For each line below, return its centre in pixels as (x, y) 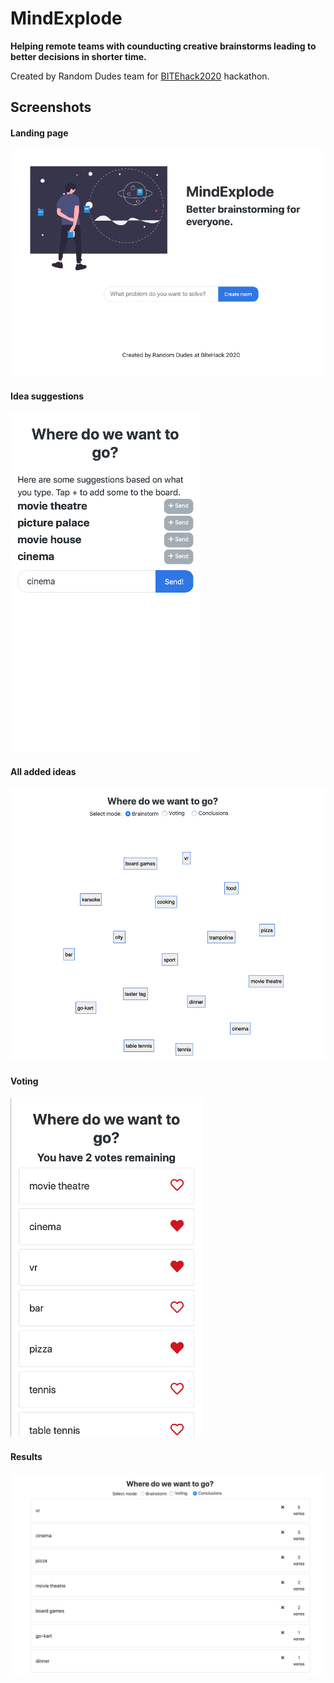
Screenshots (51, 107)
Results (26, 1456)
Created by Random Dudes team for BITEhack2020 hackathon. (140, 76)
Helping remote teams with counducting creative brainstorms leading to (163, 46)
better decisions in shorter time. (78, 56)
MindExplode (66, 18)
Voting (24, 1081)
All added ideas (43, 771)
